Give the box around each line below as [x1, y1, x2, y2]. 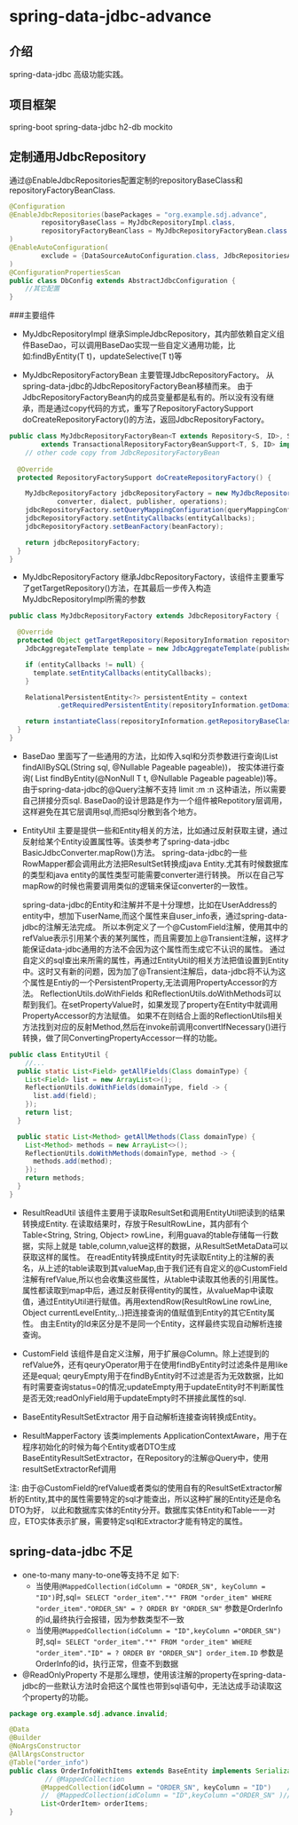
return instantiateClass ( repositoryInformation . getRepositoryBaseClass [25, 717, 295, 726]
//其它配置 [25, 284, 60, 294]
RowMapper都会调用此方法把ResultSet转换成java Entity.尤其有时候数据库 [21, 858, 289, 869]
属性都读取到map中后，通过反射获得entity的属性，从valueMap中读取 [21, 1284, 274, 1295]
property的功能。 [29, 1691, 93, 1702]
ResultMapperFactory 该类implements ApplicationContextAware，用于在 [21, 1430, 288, 1441]
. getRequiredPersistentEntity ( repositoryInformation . [56, 701, 260, 710]
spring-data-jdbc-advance [9, 6, 212, 27]
